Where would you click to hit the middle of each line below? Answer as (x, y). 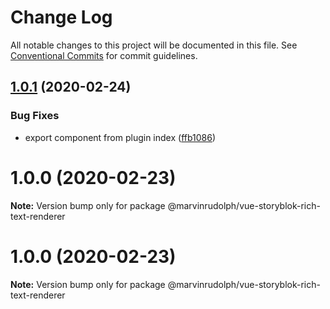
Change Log (61, 17)
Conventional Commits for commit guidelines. (104, 55)
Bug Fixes (35, 116)
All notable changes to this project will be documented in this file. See (154, 45)
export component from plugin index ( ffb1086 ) (120, 137)
